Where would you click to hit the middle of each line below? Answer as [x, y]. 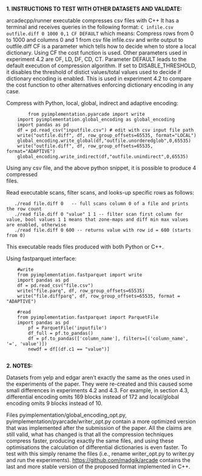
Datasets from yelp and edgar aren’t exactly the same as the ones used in [98, 377]
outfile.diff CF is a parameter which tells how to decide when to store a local [101, 46]
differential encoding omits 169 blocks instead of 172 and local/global [93, 397]
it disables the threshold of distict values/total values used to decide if [94, 72]
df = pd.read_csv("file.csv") [56, 286]
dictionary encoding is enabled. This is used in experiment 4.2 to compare [99, 79]
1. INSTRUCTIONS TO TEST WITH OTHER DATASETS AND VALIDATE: [94, 9]
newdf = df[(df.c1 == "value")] [69, 349]
